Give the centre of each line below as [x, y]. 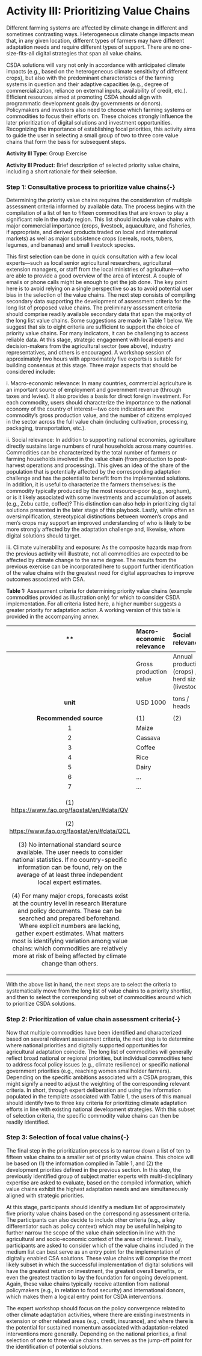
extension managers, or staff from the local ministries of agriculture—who [98, 270]
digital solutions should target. [44, 536]
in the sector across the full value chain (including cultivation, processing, [97, 422]
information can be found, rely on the [69, 867]
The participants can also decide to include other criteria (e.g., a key [91, 1219]
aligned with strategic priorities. [45, 1195]
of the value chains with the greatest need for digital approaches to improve [100, 573]
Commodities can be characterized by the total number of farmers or [92, 453]
